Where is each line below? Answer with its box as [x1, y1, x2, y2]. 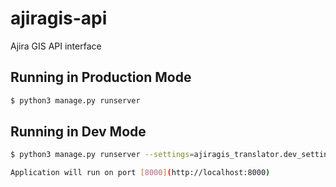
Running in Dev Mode [10, 123, 147, 141]
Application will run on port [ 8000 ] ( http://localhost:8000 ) [10, 168, 271, 178]
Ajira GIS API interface [10, 40, 102, 52]
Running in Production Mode [10, 69, 192, 86]
